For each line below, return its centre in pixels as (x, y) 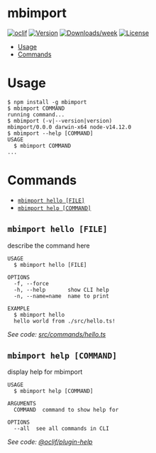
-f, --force (32, 283)
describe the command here (49, 245)
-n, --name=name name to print (62, 296)
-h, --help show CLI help (62, 290)
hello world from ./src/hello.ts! (65, 321)
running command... (36, 114)
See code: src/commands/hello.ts (57, 334)
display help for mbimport (45, 372)
